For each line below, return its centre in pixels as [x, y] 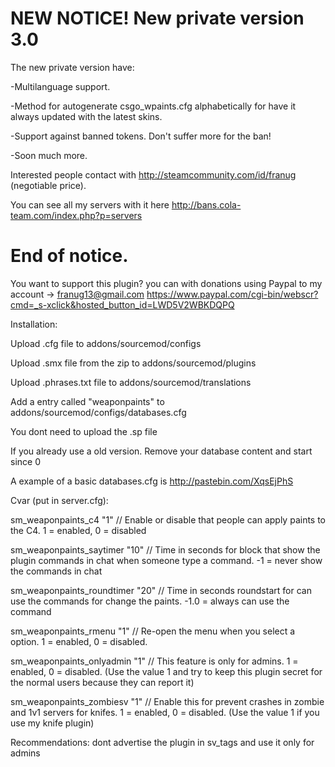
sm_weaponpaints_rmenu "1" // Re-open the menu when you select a [153, 631]
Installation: [34, 324]
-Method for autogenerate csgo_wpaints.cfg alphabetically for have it [153, 106]
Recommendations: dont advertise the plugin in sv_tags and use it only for [162, 742]
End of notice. [69, 256]
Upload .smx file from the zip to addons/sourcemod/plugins [133, 363]
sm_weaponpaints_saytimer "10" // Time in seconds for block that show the [165, 549]
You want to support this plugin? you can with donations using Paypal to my [166, 283]
